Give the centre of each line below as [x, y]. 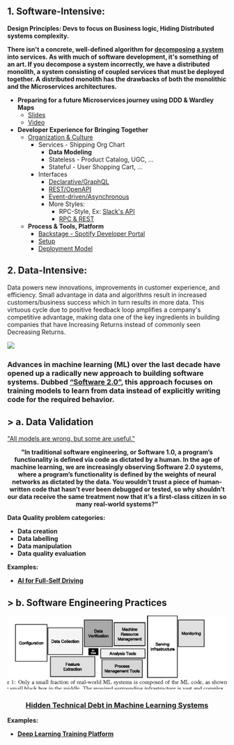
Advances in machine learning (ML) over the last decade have [114, 364]
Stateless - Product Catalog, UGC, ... [101, 159]
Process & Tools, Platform [66, 226]
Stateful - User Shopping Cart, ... [95, 166]
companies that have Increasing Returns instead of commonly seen [104, 324]
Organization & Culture [60, 137]
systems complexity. [38, 36]
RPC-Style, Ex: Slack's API [97, 211]
